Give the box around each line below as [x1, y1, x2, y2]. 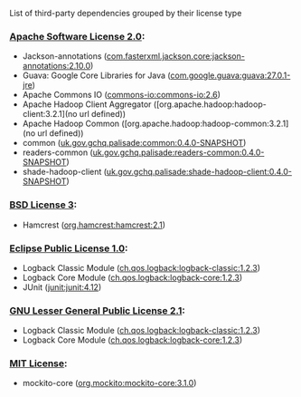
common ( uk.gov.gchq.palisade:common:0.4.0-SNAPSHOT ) [22, 138, 247, 149]
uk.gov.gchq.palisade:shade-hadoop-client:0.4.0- [106, 167, 292, 178]
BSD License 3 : [9, 198, 78, 211]
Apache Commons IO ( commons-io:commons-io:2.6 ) [22, 90, 221, 101]
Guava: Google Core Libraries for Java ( [22, 70, 171, 81]
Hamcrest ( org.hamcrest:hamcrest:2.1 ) [22, 219, 165, 230]
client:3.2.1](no [22, 109, 78, 120]
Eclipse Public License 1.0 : [9, 242, 128, 255]
